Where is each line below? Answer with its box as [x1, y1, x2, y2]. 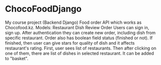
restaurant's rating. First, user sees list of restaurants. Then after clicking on [5, 45, 156, 51]
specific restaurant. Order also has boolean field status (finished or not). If [5, 35, 153, 41]
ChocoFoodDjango [5, 3, 82, 15]
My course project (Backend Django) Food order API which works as [5, 19, 142, 25]
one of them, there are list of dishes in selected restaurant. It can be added [5, 50, 154, 56]
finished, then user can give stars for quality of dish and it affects [5, 40, 135, 46]
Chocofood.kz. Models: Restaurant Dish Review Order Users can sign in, [5, 24, 149, 30]
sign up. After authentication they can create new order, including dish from [5, 30, 156, 35]
